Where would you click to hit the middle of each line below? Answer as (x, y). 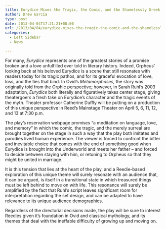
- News (16, 42)
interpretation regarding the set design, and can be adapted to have (74, 195)
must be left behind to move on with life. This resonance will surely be (76, 185)
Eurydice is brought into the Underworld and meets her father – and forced (81, 149)
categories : (17, 33)
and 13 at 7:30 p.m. (25, 113)
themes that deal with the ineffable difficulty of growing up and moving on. (81, 221)
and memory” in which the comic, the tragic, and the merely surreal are (78, 128)
